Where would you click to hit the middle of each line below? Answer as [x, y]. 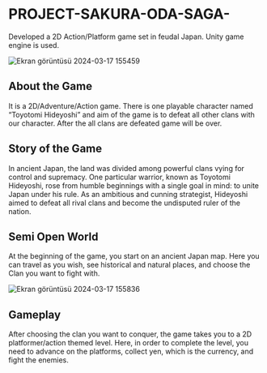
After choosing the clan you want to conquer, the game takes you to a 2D [130, 334]
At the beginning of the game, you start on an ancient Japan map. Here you [134, 256]
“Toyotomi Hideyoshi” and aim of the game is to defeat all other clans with [131, 114]
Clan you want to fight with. [54, 273]
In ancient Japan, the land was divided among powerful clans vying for [127, 168]
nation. [20, 211]
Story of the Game [55, 149]
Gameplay [35, 314]
